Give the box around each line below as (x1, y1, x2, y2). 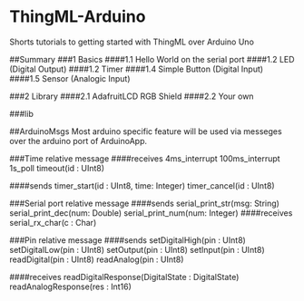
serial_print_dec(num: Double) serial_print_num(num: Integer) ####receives (9, 207, 293, 218)
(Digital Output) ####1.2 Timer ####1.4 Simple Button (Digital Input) (9, 63, 264, 74)
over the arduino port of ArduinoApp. (9, 135, 148, 146)
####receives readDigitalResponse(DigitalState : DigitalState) (9, 271, 240, 282)
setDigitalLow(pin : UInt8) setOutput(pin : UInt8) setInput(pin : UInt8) (9, 244, 265, 255)
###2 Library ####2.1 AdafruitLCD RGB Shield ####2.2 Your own (9, 91, 254, 102)
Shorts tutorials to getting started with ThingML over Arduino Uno (9, 36, 254, 47)
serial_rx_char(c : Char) (9, 217, 97, 228)
